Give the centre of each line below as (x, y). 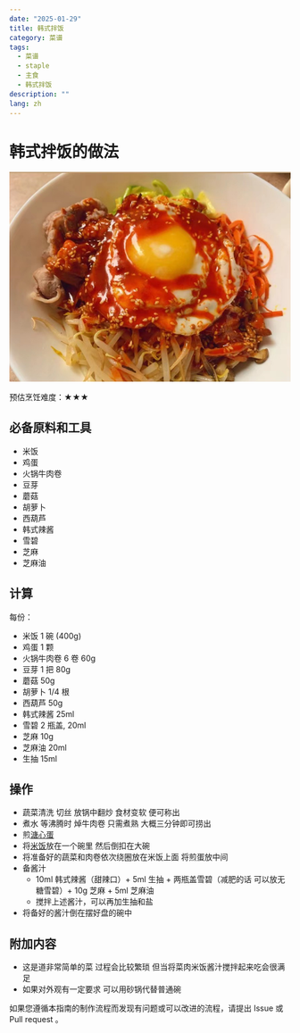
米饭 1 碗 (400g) (52, 636)
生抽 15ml (40, 758)
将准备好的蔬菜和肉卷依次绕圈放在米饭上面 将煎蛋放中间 (125, 857)
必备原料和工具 (50, 428)
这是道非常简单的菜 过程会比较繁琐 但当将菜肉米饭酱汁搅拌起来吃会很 (150, 967)
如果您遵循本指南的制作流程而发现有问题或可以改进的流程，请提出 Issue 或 (146, 1008)
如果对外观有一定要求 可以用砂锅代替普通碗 (101, 989)
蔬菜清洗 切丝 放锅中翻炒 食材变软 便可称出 (101, 812)
